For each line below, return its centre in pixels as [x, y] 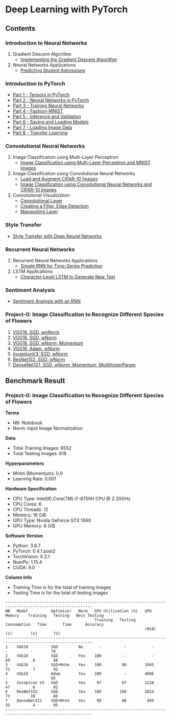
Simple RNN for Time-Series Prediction [62, 266]
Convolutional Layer [41, 201]
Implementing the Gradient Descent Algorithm [69, 59]
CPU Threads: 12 [30, 510]
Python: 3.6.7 [27, 546]
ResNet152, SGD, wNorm [39, 359]
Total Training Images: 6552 [42, 448]
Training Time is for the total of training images [62, 587]
